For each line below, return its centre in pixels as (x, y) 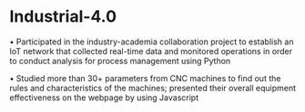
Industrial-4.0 (63, 17)
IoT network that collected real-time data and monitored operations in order (151, 51)
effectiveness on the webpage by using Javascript (104, 98)
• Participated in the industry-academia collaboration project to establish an (152, 42)
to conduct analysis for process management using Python (120, 61)
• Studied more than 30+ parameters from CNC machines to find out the (145, 78)
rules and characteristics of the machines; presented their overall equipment (152, 88)
